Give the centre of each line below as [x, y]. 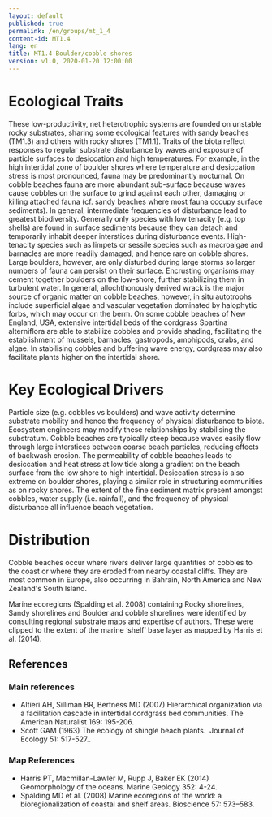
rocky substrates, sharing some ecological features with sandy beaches [129, 132]
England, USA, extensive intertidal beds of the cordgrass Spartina [118, 322]
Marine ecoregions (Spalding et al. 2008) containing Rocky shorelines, [126, 604]
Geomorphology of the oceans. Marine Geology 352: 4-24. [119, 787]
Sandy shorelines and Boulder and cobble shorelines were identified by [127, 612]
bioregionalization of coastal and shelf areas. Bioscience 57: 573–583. [137, 804]
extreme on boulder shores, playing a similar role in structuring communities [136, 481]
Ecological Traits [66, 102]
